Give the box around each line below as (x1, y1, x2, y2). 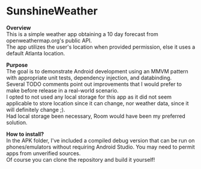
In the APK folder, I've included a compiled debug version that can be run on (6, 137, 195, 144)
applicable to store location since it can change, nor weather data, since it (6, 99, 189, 106)
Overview (6, 24, 31, 31)
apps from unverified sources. (6, 149, 81, 157)
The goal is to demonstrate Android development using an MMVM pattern (6, 67, 189, 75)
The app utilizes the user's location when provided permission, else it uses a (6, 43, 196, 51)
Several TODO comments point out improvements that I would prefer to (6, 80, 182, 88)
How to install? (6, 131, 44, 138)
